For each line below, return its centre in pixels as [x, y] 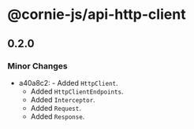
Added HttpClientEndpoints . [77, 91]
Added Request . [56, 108]
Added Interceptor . [63, 99]
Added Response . [58, 116]
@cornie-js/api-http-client [97, 15]
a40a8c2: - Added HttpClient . [69, 83]
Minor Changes [37, 66]
